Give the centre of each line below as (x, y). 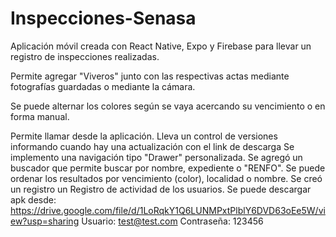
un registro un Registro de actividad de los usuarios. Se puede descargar (161, 189)
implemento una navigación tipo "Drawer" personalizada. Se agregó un (156, 157)
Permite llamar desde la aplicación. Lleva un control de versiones (144, 136)
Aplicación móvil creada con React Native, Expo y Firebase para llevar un (161, 46)
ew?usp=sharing (45, 221)
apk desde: (33, 199)
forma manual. (40, 116)
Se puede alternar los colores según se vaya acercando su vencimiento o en (168, 106)
